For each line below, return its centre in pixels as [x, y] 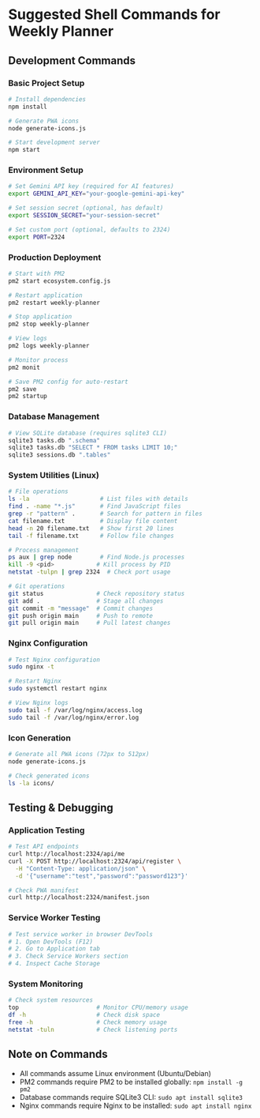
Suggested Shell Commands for [114, 15]
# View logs [28, 339]
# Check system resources [50, 1000]
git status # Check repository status [97, 593]
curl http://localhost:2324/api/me [67, 854]
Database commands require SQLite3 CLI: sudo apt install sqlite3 [131, 1097]
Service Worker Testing [54, 918]
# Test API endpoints [44, 847]
